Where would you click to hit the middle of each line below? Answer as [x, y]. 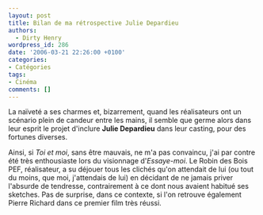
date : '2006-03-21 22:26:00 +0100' [67, 52]
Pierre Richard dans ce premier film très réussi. [85, 203]
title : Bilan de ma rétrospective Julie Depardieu [93, 23]
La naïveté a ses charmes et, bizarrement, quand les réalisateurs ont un [125, 112]
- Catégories [30, 67]
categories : [28, 60]
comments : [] [30, 89]
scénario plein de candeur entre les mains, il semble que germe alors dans [130, 121]
